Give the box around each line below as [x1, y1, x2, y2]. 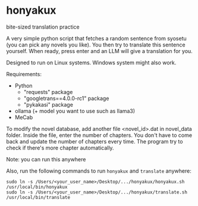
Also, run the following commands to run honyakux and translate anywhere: [6, 167, 191, 174]
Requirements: [6, 70, 42, 77]
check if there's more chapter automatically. [6, 144, 114, 151]
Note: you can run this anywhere [6, 155, 86, 163]
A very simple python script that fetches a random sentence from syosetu [6, 35, 187, 42]
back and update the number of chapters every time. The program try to [6, 138, 183, 145]
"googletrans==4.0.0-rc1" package [23, 95, 109, 102]
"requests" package [23, 88, 73, 95]
